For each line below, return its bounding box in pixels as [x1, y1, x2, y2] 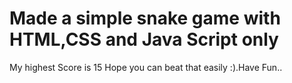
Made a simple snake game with [9, 7, 281, 30]
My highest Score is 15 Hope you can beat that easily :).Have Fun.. [9, 61, 283, 73]
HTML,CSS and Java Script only [9, 28, 279, 51]
